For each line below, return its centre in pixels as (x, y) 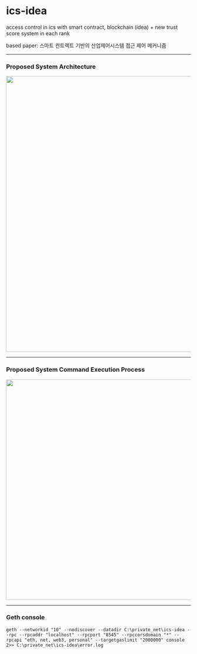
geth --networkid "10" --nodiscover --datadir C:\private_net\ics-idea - (98, 630)
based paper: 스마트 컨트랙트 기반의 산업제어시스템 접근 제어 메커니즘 (86, 45)
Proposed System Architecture (51, 66)
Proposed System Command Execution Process (76, 370)
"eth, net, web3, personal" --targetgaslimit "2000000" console (104, 640)
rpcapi (14, 640)
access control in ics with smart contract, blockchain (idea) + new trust (92, 27)
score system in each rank (38, 33)
